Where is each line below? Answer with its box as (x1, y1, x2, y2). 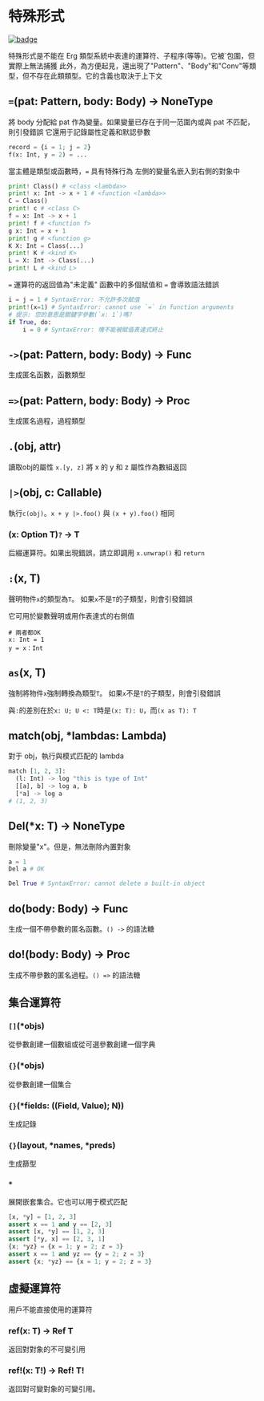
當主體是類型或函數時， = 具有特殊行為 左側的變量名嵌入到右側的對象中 (8, 166, 241, 176)
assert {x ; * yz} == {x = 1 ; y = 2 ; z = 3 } (8, 1257, 152, 1265)
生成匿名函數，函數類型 (8, 370, 86, 380)
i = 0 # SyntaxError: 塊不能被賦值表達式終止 (22, 326, 164, 334)
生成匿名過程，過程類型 (8, 416, 86, 425)
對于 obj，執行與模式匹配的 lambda (8, 751, 124, 761)
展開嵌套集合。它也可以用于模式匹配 (8, 1196, 128, 1206)
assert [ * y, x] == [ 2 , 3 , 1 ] (8, 1235, 106, 1244)
